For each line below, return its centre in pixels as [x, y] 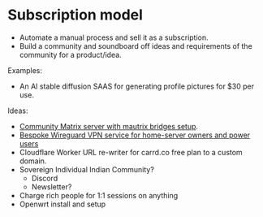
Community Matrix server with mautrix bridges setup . [109, 126]
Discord [45, 178]
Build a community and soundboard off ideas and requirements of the [136, 46]
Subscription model [75, 15]
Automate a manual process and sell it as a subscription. [114, 37]
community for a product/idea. [71, 54]
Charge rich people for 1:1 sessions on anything [99, 195]
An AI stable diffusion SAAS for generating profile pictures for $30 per [137, 86]
